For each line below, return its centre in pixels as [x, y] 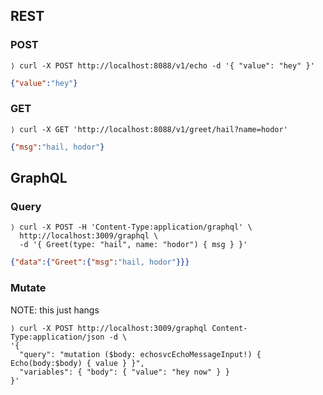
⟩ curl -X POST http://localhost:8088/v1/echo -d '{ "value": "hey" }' [162, 65]
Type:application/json [57, 337]
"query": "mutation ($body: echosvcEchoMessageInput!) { [140, 354]
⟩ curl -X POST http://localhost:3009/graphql [109, 328]
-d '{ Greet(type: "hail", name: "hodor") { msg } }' [133, 245]
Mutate [28, 288]
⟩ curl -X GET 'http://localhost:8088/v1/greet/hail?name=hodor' [149, 129]
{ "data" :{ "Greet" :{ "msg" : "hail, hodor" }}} [100, 262]
